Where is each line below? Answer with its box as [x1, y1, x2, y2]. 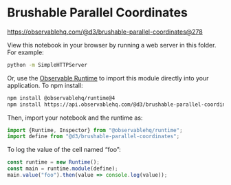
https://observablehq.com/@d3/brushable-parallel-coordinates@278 [7, 28, 203, 36]
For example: [7, 48, 45, 56]
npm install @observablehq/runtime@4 [7, 94, 115, 101]
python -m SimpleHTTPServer [7, 61, 88, 68]
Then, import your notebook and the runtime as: [7, 113, 143, 122]
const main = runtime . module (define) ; [7, 165, 118, 173]
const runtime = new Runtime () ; [7, 159, 100, 166]
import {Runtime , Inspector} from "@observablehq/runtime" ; [7, 127, 184, 133]
